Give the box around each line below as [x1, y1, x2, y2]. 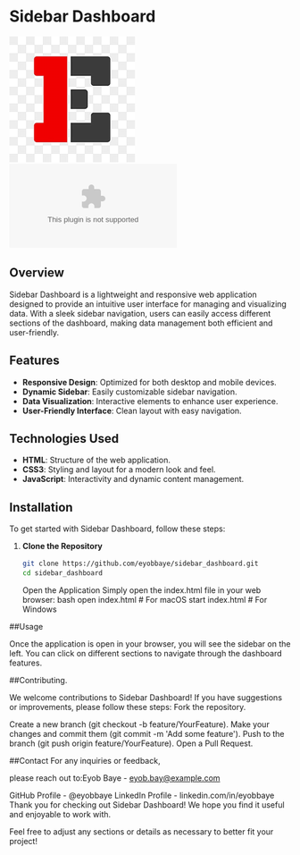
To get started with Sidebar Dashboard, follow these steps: [9, 523, 226, 534]
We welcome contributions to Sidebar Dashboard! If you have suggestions [9, 691, 283, 703]
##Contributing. [9, 674, 68, 685]
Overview [9, 266, 65, 281]
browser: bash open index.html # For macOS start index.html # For [21, 594, 268, 605]
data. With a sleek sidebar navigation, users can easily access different [9, 308, 271, 318]
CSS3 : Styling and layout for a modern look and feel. [21, 464, 216, 475]
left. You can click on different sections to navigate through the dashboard [9, 648, 283, 658]
